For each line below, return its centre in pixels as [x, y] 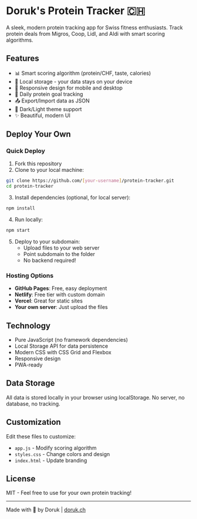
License [21, 479]
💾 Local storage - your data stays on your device [74, 81]
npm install [21, 208]
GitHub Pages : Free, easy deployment [61, 288]
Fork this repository [38, 164]
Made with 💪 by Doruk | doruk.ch [46, 510]
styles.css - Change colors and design [62, 454]
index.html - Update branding [51, 460]
